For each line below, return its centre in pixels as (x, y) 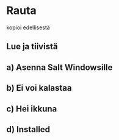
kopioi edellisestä (28, 27)
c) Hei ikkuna (32, 109)
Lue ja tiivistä (32, 47)
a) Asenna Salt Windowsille (60, 67)
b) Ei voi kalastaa (39, 88)
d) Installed (28, 129)
